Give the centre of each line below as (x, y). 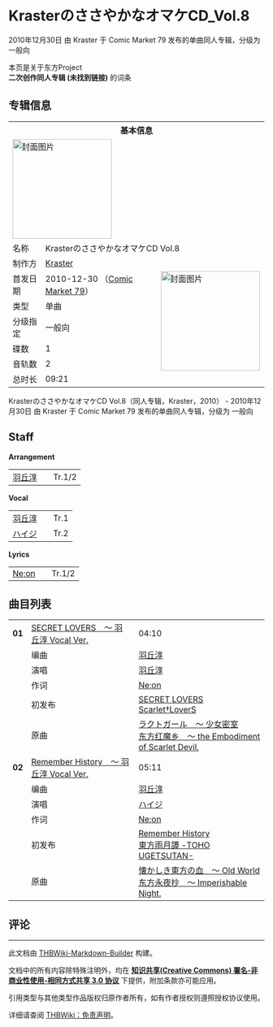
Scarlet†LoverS (167, 709)
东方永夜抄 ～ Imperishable (193, 883)
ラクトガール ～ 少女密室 (188, 725)
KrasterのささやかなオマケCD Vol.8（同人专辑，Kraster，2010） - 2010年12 (135, 401)
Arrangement (32, 457)
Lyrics (19, 554)
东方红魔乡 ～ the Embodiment (199, 737)
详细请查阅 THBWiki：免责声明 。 (63, 1015)
